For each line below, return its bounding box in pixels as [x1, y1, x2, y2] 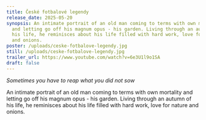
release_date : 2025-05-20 [6, 15, 72, 21]
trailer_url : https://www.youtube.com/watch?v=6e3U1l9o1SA [6, 54, 161, 60]
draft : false [6, 60, 40, 66]
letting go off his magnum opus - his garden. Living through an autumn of [6, 95, 192, 102]
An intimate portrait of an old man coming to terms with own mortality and [6, 88, 193, 96]
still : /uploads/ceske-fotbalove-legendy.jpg [6, 49, 124, 55]
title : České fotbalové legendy [6, 9, 89, 15]
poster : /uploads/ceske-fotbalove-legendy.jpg [6, 43, 128, 49]
